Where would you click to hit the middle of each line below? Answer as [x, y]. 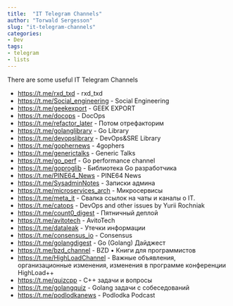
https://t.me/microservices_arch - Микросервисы [90, 190]
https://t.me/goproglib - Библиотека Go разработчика [97, 168]
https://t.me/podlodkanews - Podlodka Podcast [86, 295]
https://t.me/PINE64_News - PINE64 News [79, 175]
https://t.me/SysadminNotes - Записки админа [86, 183]
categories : [25, 33]
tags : [15, 46]
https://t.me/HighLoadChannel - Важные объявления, [96, 257]
